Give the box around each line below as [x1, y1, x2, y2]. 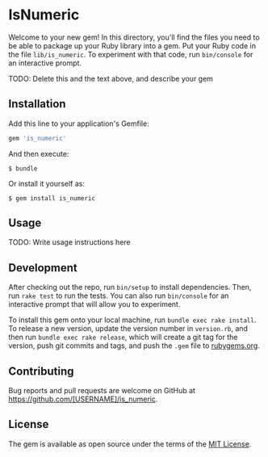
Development [8, 261, 78, 275]
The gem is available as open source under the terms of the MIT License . [8, 438, 252, 449]
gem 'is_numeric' [8, 134, 67, 142]
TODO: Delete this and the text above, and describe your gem [8, 73, 214, 83]
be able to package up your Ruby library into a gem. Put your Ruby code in [8, 40, 257, 50]
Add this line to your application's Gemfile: [8, 119, 149, 128]
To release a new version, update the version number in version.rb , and [8, 324, 249, 333]
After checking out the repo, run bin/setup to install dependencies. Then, [8, 283, 252, 292]
